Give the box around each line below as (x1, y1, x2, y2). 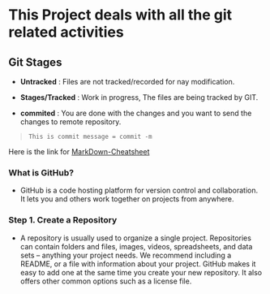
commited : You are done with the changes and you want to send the (19, 108, 252, 118)
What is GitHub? (8, 166, 75, 178)
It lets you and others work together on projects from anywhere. (19, 194, 234, 204)
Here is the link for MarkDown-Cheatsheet (8, 147, 150, 156)
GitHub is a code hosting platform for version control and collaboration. (19, 185, 258, 196)
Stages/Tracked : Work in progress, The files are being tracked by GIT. (19, 93, 259, 102)
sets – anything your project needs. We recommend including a (19, 250, 232, 260)
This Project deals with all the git (8, 6, 233, 24)
